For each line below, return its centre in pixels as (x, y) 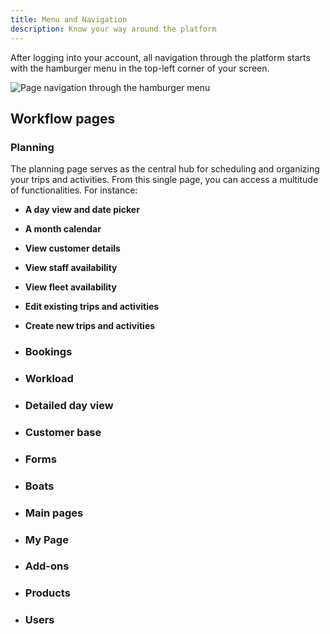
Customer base (63, 432)
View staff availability (71, 268)
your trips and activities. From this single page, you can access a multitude (164, 180)
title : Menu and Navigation (69, 19)
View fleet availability (70, 287)
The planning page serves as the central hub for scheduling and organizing (165, 169)
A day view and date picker (82, 210)
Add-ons (47, 566)
